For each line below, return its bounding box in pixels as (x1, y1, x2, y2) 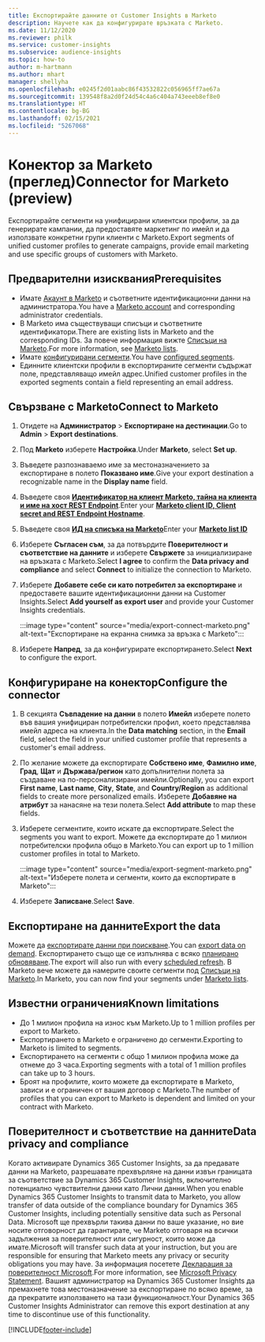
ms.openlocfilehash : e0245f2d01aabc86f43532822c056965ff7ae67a (8, 85, 221, 93)
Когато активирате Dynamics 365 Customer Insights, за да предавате (8, 1158, 240, 1167)
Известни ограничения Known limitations (8, 997, 219, 1011)
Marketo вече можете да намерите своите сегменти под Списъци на (8, 966, 241, 975)
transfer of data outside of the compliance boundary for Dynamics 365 (8, 1200, 238, 1210)
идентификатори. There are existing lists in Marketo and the (19, 327, 215, 336)
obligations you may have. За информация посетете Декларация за (8, 1259, 233, 1268)
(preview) (8, 189, 73, 207)
